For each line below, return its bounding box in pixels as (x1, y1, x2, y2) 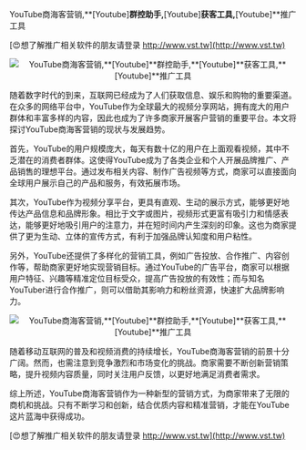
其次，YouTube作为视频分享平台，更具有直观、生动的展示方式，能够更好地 (9, 197, 290, 208)
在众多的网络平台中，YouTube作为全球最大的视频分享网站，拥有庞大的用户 (9, 101, 290, 112)
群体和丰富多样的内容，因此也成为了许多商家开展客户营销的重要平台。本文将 (9, 113, 297, 123)
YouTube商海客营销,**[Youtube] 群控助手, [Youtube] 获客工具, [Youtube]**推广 (9, 9, 297, 19)
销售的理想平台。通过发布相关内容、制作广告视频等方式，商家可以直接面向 (16, 166, 297, 177)
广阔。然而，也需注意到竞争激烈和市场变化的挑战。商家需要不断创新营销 (9, 357, 280, 368)
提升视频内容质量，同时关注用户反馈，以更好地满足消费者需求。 (25, 369, 265, 379)
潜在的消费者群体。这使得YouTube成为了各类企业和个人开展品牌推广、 (16, 155, 282, 165)
